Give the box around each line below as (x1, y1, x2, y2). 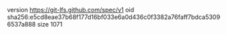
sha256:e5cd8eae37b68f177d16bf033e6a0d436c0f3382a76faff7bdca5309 (7, 13, 221, 21)
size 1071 (37, 20, 63, 28)
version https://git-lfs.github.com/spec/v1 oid (7, 6, 135, 14)
